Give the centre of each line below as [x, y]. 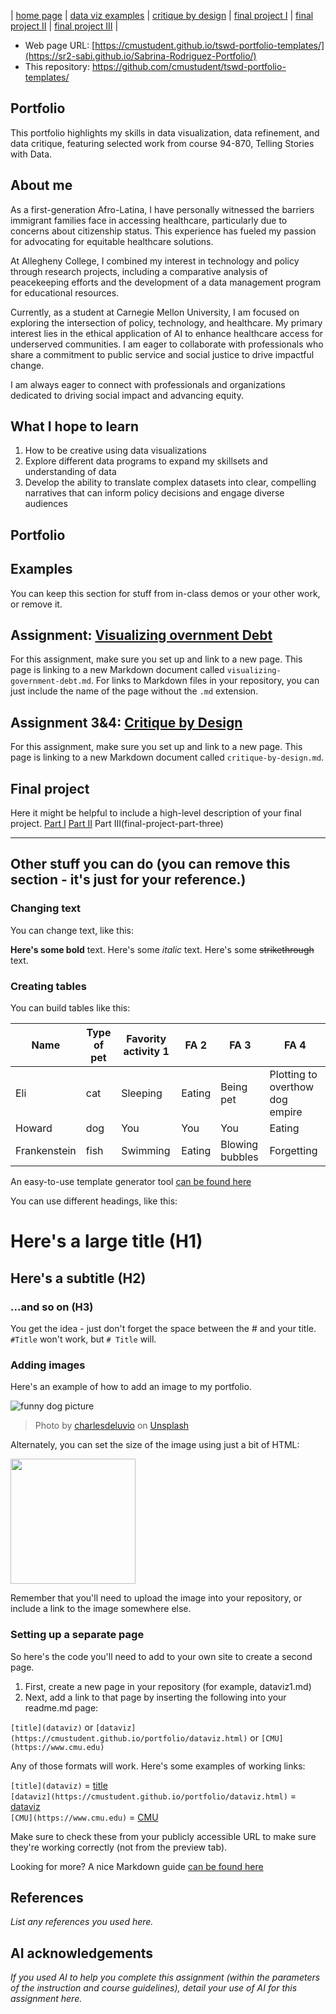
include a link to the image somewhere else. [101, 1609]
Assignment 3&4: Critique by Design [126, 722]
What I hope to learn [74, 426]
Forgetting [293, 1151]
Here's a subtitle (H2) [78, 1278]
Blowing [239, 1145]
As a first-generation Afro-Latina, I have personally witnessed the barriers [162, 209]
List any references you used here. [82, 1922]
